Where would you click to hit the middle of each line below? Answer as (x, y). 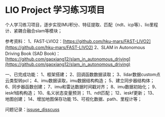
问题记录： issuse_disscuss (33, 109)
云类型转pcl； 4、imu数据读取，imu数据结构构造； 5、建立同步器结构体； (80, 80)
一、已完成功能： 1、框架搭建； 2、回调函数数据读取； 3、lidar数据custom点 (83, 74)
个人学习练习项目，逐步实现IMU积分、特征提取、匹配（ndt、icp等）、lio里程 (82, 25)
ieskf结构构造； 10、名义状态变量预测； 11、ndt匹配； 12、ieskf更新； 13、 (81, 93)
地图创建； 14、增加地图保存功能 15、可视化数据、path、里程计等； (74, 99)
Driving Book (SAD (24, 53)
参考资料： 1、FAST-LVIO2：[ (35, 41)
